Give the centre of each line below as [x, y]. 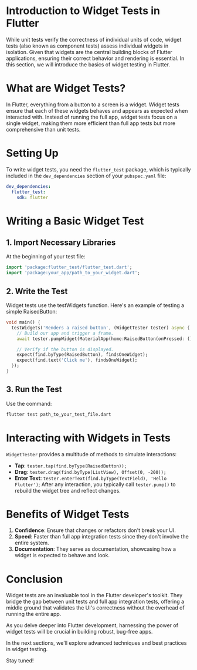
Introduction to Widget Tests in [83, 11]
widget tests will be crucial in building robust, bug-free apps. [79, 632]
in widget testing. [27, 649]
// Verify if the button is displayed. [65, 349]
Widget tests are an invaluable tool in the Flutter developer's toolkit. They [94, 595]
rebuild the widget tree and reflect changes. [68, 490]
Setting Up [32, 153]
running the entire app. [34, 614]
